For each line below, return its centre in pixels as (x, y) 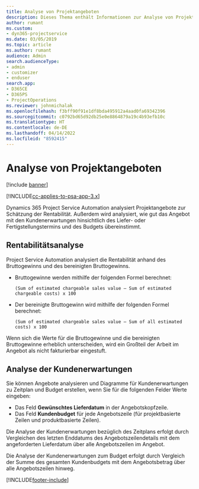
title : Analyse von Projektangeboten (53, 12)
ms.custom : (20, 28)
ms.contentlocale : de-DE (37, 128)
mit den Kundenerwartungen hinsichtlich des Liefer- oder (76, 220)
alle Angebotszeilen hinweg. (41, 469)
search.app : (21, 84)
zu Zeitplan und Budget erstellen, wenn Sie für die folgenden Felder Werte (97, 390)
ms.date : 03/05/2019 (32, 39)
